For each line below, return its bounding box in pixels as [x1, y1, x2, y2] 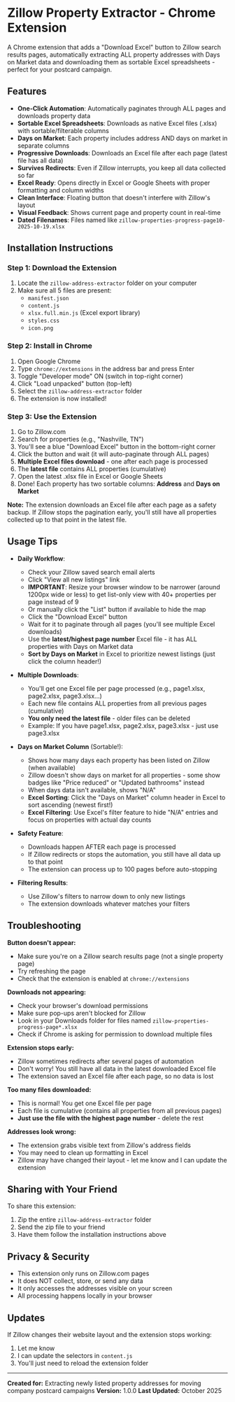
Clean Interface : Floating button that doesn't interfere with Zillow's [17, 193, 211, 202]
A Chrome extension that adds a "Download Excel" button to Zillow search [7, 43, 222, 51]
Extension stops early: [7, 1043, 75, 1051]
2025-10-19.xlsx [17, 223, 65, 230]
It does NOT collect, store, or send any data [17, 1277, 143, 1285]
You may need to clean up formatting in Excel [17, 1148, 149, 1156]
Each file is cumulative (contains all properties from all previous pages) [17, 1106, 222, 1114]
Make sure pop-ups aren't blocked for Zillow [17, 1009, 146, 1017]
